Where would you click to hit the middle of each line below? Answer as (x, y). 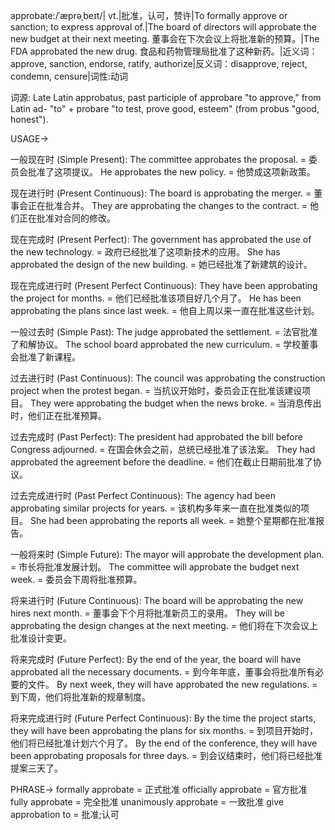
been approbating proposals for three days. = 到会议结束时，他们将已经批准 (166, 755)
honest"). (29, 119)
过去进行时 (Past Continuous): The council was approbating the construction (168, 378)
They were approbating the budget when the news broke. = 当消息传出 (175, 403)
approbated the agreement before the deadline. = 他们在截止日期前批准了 (161, 462)
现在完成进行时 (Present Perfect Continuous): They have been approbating (164, 285)
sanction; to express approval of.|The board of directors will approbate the (163, 27)
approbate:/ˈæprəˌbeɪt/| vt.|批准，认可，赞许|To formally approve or (149, 15)
